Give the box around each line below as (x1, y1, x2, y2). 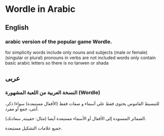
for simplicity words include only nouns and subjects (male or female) (5, 49, 148, 55)
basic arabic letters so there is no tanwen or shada (5, 60, 109, 66)
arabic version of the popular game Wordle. (5, 38, 112, 45)
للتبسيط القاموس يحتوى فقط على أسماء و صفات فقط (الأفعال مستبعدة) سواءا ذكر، (5, 100, 160, 106)
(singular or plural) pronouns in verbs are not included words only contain (5, 55, 156, 61)
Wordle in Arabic (5, 3, 76, 15)
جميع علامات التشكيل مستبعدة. (5, 125, 63, 131)
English (5, 23, 29, 32)
